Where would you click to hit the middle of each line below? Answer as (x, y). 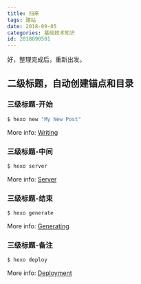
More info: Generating (38, 226)
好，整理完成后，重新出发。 (46, 60)
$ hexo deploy (28, 260)
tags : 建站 (22, 20)
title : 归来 (23, 13)
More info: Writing (33, 132)
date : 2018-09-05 (32, 26)
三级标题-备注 (30, 245)
